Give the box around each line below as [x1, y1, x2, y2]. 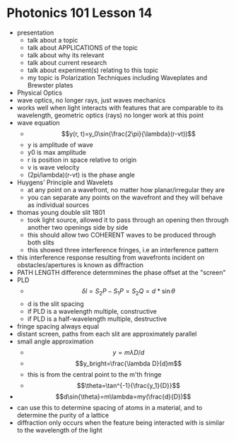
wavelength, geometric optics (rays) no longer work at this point [16, 111, 204, 119]
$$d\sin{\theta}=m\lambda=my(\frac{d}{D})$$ [55, 392, 191, 401]
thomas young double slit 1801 [16, 208, 105, 216]
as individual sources [27, 200, 90, 209]
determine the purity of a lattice [16, 411, 110, 419]
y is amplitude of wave [27, 140, 93, 149]
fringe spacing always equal [16, 322, 100, 330]
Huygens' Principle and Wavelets [16, 178, 114, 187]
